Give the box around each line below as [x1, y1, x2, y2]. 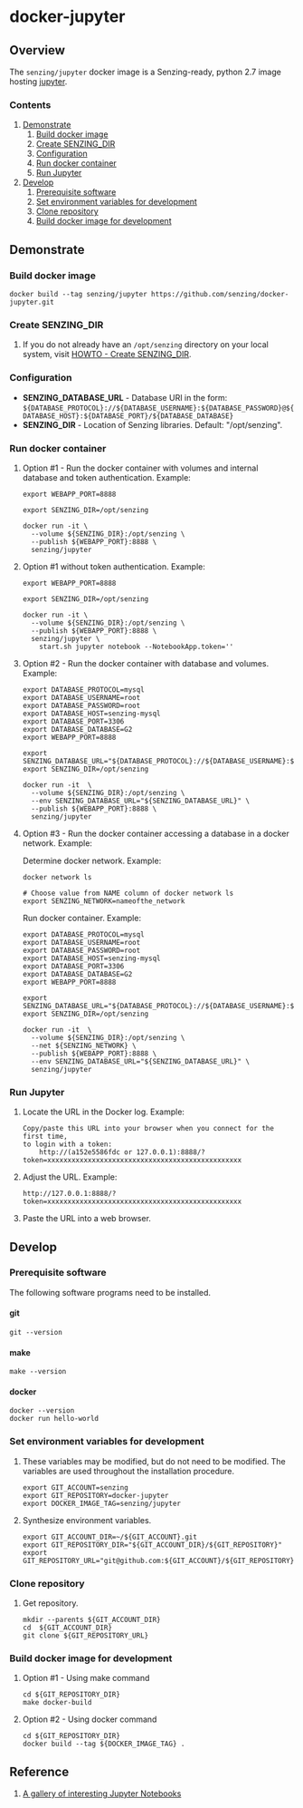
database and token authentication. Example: [22, 471, 192, 482]
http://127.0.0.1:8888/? [22, 1190, 117, 1199]
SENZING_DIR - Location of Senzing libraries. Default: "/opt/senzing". [22, 419, 283, 430]
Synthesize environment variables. [22, 1514, 152, 1525]
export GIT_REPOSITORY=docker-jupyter [22, 1491, 169, 1500]
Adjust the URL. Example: [22, 1171, 118, 1182]
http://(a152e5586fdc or [39, 1148, 133, 1157]
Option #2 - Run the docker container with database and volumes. [22, 657, 270, 668]
